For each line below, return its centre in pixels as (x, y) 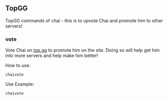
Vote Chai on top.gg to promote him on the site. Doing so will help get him (83, 50)
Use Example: (20, 84)
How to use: (18, 65)
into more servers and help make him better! (52, 56)
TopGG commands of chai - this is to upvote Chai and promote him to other (84, 20)
